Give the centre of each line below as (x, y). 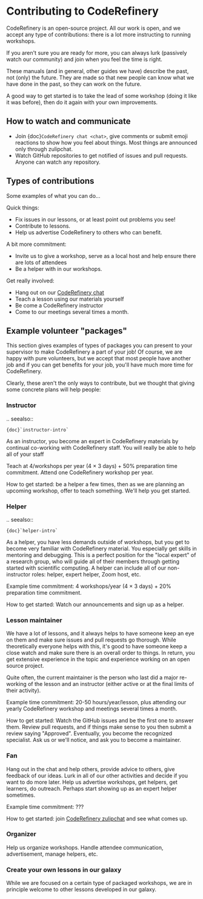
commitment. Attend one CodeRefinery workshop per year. (80, 472)
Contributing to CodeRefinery (82, 11)
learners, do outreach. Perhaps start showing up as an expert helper (92, 788)
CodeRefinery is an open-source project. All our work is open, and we (93, 28)
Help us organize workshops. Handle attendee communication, (85, 847)
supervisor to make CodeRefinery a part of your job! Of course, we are (95, 352)
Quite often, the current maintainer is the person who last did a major (92, 677)
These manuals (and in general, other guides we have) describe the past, (98, 71)
